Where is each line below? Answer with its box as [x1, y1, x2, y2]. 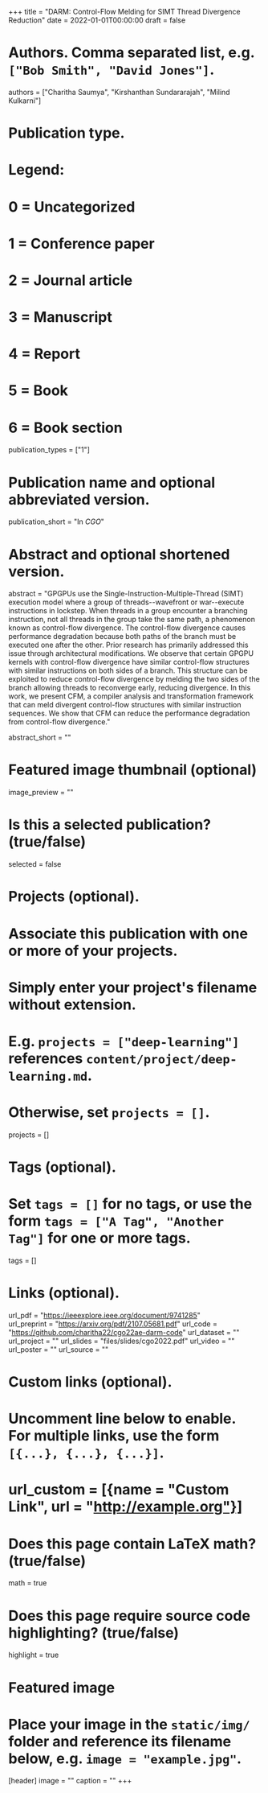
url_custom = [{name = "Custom [8, 1481, 229, 1499]
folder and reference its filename [8, 1732, 231, 1750]
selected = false [8, 859, 62, 869]
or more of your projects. [8, 942, 178, 960]
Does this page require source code [8, 1606, 251, 1625]
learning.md [8, 1069, 88, 1084]
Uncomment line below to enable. [8, 1410, 237, 1428]
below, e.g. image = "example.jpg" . [8, 1750, 242, 1767]
